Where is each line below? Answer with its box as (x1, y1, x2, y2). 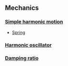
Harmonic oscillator (5, 41, 52, 48)
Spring (11, 29, 25, 35)
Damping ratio (5, 54, 39, 61)
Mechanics (5, 4, 39, 12)
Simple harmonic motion (5, 18, 63, 25)
